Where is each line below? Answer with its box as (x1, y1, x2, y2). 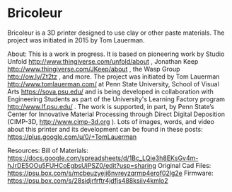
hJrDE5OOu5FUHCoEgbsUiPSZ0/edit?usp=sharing (7, 161, 157, 169)
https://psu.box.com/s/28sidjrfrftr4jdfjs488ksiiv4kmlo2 (7, 176, 168, 185)
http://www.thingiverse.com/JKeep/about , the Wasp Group (7, 64, 180, 73)
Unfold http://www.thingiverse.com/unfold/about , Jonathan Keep (7, 57, 199, 65)
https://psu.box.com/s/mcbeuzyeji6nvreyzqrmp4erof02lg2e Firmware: (7, 169, 214, 177)
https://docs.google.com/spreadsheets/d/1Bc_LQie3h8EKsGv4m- (7, 154, 199, 162)
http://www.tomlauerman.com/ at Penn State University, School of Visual (7, 79, 219, 88)
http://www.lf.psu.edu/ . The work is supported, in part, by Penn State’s (7, 102, 214, 111)
